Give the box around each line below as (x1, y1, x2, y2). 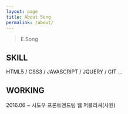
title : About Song (6, 14, 51, 20)
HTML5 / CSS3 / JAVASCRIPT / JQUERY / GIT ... (6, 68, 123, 75)
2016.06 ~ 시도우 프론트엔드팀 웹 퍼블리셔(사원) (6, 102, 116, 109)
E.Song (20, 36, 38, 43)
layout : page (6, 8, 38, 15)
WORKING (6, 85, 45, 95)
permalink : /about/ (6, 19, 54, 25)
